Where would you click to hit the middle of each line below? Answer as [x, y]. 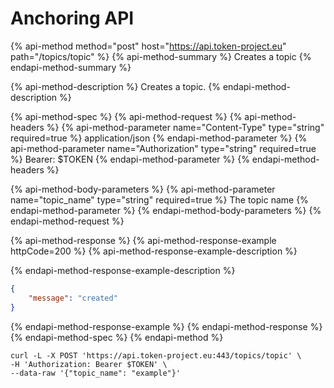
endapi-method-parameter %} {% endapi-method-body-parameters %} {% [166, 210]
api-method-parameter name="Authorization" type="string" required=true [163, 148]
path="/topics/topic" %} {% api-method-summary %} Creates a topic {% [161, 56]
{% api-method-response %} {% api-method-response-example [143, 240]
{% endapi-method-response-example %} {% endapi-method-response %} [166, 326]
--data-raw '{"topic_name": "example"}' [96, 373]
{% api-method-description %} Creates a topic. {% [115, 86]
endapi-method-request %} [67, 221]
